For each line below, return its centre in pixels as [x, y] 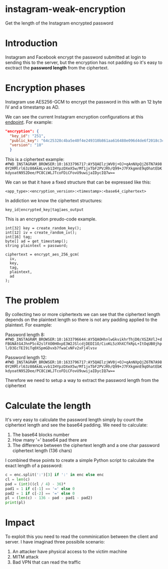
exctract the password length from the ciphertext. [57, 67]
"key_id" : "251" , [28, 136]
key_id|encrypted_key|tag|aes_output [44, 210]
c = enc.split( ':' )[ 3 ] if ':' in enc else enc [54, 475]
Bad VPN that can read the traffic [46, 562]
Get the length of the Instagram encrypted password [59, 23]
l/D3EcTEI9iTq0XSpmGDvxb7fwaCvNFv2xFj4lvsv [51, 348]
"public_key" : [24, 140]
